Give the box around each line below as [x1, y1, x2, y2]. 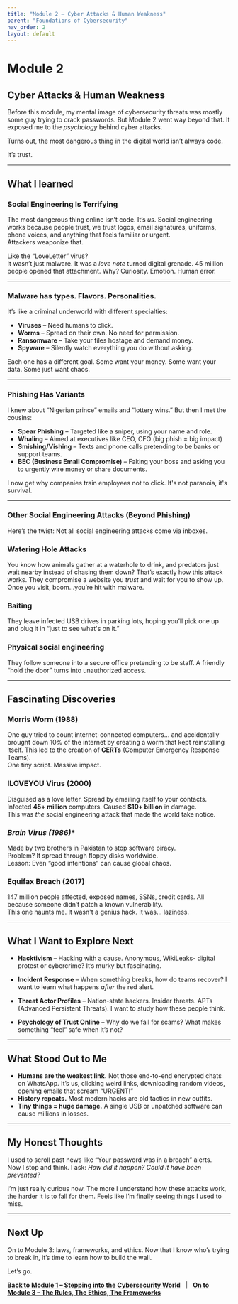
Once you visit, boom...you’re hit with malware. [7, 583, 144, 592]
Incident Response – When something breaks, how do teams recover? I [17, 975, 227, 984]
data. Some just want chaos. [7, 365, 91, 374]
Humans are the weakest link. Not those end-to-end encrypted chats [17, 1071, 222, 1080]
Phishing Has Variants [7, 389, 85, 399]
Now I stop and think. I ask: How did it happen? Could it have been [7, 1163, 202, 1171]
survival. [7, 486, 33, 495]
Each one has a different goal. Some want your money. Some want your [7, 357, 217, 366]
